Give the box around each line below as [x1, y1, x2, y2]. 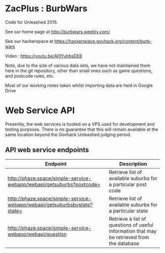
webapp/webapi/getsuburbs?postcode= [7, 181, 101, 188]
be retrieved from [109, 234, 149, 241]
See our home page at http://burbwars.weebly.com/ [5, 28, 110, 34]
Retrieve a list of [109, 215, 146, 222]
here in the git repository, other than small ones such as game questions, [5, 67, 153, 74]
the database [109, 240, 139, 247]
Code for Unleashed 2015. [5, 19, 58, 25]
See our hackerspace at [5, 38, 54, 44]
